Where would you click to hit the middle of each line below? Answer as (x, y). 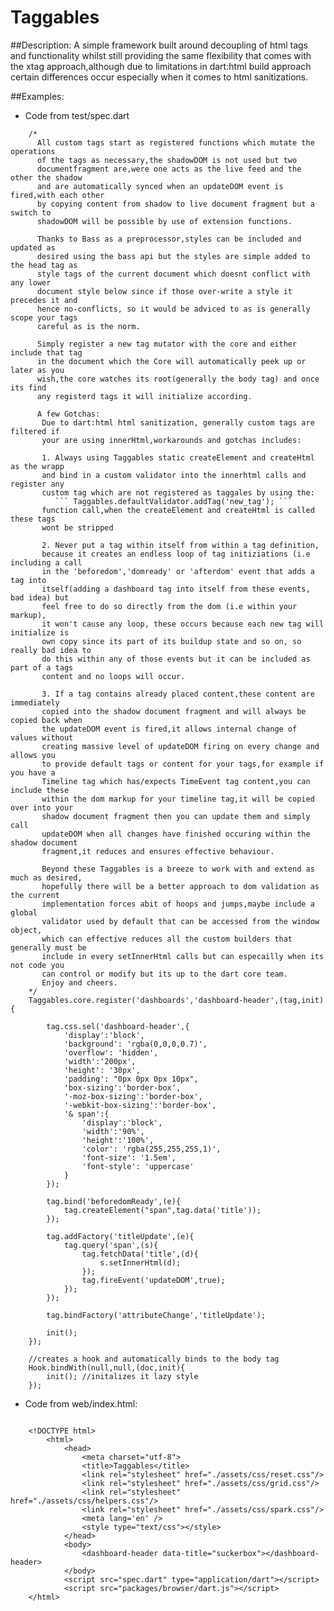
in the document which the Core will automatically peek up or (171, 361)
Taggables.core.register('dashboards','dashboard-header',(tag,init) (176, 1000)
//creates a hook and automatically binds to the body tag (154, 1359)
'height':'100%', (118, 1140)
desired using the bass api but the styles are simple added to (173, 256)
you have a (33, 772)
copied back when (46, 720)
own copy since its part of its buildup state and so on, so (171, 641)
